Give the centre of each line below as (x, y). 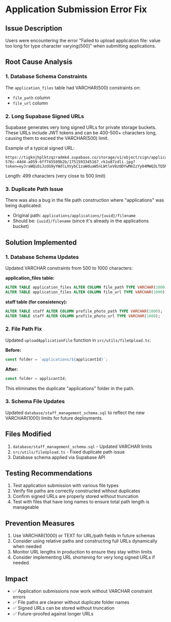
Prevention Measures (40, 523)
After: (12, 369)
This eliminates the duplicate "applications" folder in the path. (70, 388)
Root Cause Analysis (39, 62)
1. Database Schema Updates (42, 257)
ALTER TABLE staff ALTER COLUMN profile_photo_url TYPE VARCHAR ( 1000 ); (83, 316)
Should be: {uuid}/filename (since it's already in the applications (81, 221)
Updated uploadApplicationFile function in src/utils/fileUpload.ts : (78, 340)
